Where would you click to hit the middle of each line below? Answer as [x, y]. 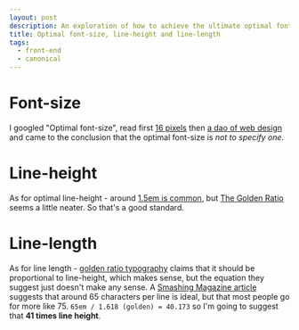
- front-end [40, 51]
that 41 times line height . [55, 315]
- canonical [40, 59]
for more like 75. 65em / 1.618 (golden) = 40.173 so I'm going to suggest [144, 306]
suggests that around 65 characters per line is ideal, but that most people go [149, 296]
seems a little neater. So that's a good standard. [97, 207]
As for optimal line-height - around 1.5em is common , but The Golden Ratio [146, 198]
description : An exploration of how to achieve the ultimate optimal [141, 26]
